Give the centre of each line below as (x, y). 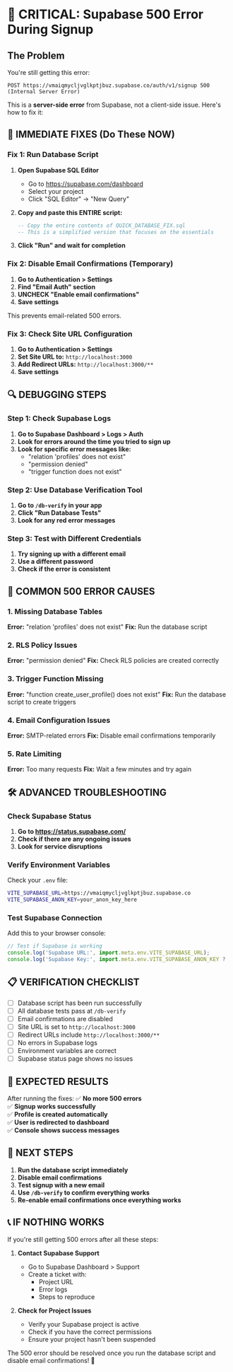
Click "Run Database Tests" (59, 513)
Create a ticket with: (57, 1274)
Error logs (53, 1289)
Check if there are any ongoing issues (74, 839)
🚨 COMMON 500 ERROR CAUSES (81, 591)
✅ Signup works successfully (52, 1106)
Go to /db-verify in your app (60, 506)
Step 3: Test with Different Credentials (74, 538)
